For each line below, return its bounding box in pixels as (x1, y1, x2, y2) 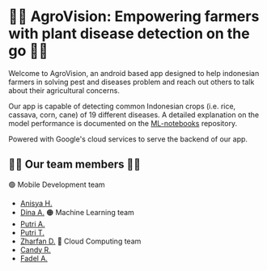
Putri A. (19, 218, 46, 229)
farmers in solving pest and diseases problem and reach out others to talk (8, 77, 255, 87)
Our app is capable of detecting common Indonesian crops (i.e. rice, (8, 101, 236, 111)
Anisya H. (19, 198, 53, 208)
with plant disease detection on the (8, 24, 250, 43)
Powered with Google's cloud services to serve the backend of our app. (8, 133, 248, 144)
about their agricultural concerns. (8, 85, 120, 95)
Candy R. (19, 244, 51, 254)
